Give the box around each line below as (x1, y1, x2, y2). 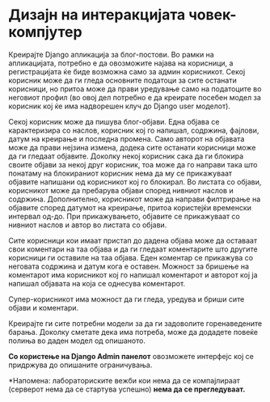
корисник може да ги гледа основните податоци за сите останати (8, 75, 237, 85)
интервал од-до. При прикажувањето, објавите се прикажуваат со (8, 211, 240, 221)
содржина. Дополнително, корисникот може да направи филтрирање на (8, 194, 261, 204)
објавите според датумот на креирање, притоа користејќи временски (8, 202, 252, 212)
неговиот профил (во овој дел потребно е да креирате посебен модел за (8, 92, 261, 102)
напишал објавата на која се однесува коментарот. (8, 278, 186, 288)
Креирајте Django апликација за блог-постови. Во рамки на (8, 49, 214, 59)
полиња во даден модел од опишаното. (8, 336, 146, 345)
